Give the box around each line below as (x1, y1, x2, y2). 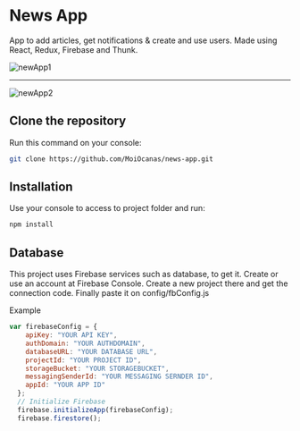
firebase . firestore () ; (17, 413, 102, 423)
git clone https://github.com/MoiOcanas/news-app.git (9, 154, 214, 164)
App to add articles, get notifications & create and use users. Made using (9, 35, 278, 46)
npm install (9, 220, 54, 229)
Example (9, 305, 42, 316)
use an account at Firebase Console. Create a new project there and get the (9, 278, 288, 289)
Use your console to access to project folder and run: (9, 203, 205, 214)
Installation (9, 180, 73, 195)
